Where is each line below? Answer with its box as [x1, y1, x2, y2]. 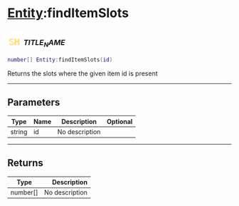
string [10, 128, 28, 136]
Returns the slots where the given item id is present [7, 69, 158, 78]
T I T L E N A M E [23, 38, 65, 49]
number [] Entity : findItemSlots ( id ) [7, 56, 113, 63]
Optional [106, 117, 133, 125]
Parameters [7, 96, 60, 108]
